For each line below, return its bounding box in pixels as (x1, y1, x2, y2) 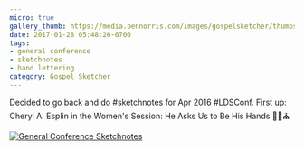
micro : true (9, 13, 54, 23)
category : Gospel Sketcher (9, 72, 111, 81)
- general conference (9, 47, 91, 56)
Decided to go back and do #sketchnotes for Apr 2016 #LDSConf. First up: (9, 97, 287, 108)
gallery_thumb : (9, 22, 67, 31)
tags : (9, 38, 30, 48)
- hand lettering (9, 64, 75, 73)
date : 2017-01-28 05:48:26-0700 (9, 30, 131, 39)
